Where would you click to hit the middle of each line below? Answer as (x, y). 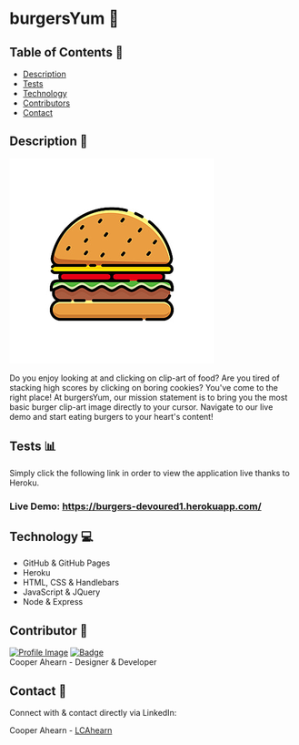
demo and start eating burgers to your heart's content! (111, 416)
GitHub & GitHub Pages (66, 563)
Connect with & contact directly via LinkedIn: (93, 712)
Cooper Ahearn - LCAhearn (61, 730)
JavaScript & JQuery (61, 592)
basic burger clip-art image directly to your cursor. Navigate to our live (141, 407)
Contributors (46, 103)
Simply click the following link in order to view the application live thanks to (150, 473)
